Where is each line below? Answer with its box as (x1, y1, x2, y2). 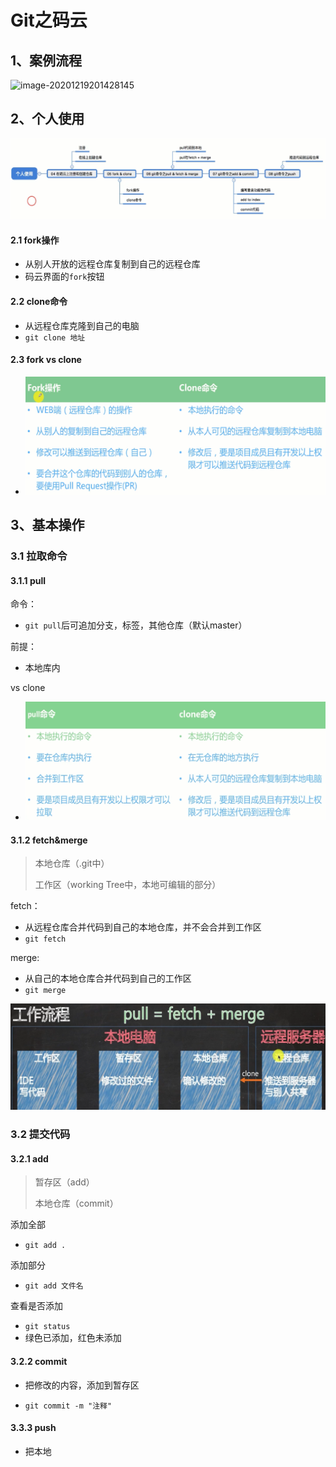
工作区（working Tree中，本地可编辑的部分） (34, 879, 222, 891)
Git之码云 (10, 9, 88, 32)
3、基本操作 (10, 517, 85, 534)
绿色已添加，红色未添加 (24, 1332, 122, 1344)
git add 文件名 (24, 1281, 84, 1291)
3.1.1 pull (10, 574, 47, 586)
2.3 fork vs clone (10, 354, 82, 366)
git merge (24, 986, 67, 996)
